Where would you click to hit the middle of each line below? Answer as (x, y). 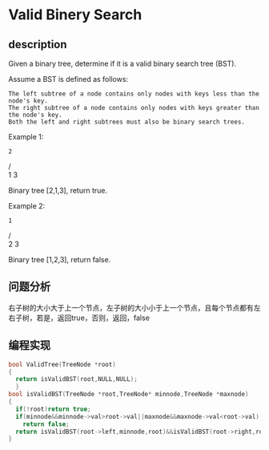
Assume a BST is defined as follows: (68, 79)
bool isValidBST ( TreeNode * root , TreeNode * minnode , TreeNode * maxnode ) (128, 395)
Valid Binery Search (75, 15)
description (38, 45)
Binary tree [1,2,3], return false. (60, 259)
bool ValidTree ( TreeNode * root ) (62, 364)
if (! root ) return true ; (53, 409)
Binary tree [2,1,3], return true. (58, 191)
